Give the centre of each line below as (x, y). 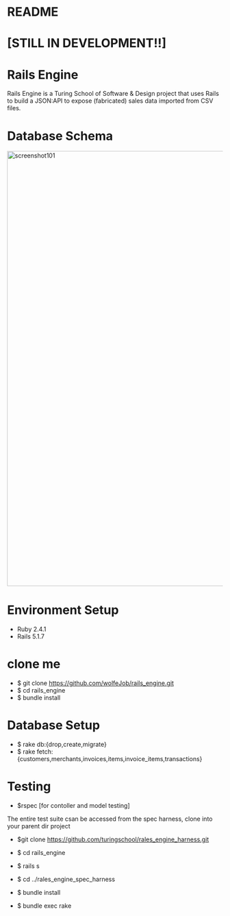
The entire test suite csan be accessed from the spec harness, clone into (110, 819)
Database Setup (54, 725)
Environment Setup (63, 610)
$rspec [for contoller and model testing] (73, 805)
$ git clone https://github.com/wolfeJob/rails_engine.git (95, 683)
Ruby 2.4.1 (31, 629)
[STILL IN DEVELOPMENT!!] (87, 44)
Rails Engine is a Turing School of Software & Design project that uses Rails (113, 94)
